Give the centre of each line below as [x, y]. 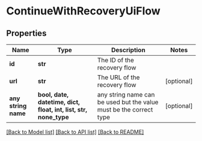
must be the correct [125, 109]
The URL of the [118, 77]
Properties [26, 33]
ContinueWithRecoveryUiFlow [83, 11]
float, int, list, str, [63, 109]
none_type [54, 117]
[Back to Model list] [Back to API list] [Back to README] [75, 132]
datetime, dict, [59, 102]
